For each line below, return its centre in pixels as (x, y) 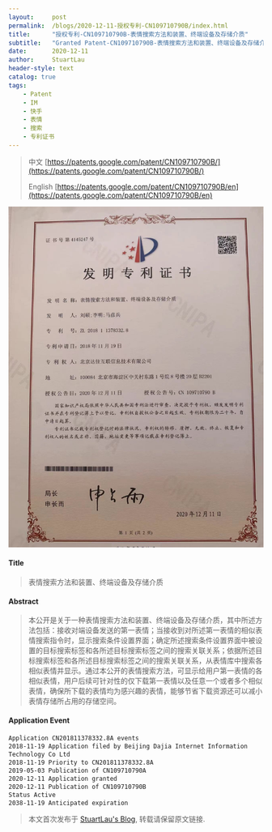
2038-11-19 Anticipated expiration (68, 803)
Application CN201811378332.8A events (74, 738)
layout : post (38, 17)
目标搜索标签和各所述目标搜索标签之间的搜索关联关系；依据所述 (149, 651)
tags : (17, 85)
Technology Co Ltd (39, 755)
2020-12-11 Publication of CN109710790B (78, 787)
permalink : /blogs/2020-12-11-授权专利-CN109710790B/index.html (119, 26)
